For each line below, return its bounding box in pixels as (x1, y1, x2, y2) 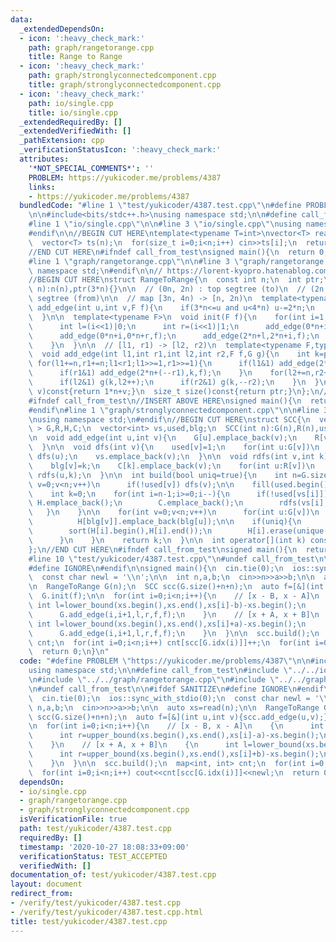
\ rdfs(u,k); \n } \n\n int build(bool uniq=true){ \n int (28, 470, 288, 480)
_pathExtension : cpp (19, 136, 105, 146)
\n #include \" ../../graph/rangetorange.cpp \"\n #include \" (28, 675, 280, 685)
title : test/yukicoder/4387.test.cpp (10, 916, 168, 926)
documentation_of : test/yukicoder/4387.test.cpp (10, 870, 217, 880)
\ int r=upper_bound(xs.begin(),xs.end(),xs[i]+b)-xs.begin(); (28, 749, 320, 759)
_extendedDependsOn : (19, 24, 105, 34)
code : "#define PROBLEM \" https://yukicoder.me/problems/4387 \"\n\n (19, 656, 311, 666)
